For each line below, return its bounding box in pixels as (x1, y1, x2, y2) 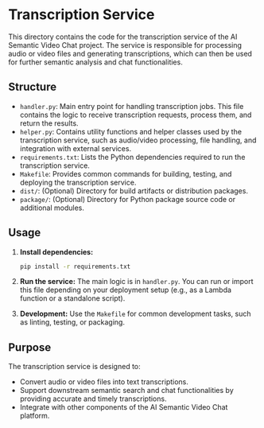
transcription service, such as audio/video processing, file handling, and (19, 135, 257, 145)
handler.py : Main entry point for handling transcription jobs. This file (19, 101, 244, 111)
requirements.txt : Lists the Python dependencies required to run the (19, 152, 246, 161)
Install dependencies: (19, 247, 94, 256)
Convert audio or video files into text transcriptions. (19, 377, 189, 387)
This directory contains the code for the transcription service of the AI (8, 32, 238, 41)
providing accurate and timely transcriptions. (19, 394, 167, 403)
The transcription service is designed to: (8, 362, 141, 372)
